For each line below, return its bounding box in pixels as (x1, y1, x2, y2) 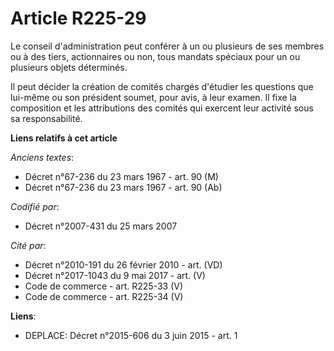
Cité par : (10, 239, 47, 251)
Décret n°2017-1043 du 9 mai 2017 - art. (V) (24, 269, 206, 281)
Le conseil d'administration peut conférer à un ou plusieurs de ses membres (10, 40, 325, 52)
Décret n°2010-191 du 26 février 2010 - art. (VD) (24, 258, 223, 271)
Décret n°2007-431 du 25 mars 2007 (24, 220, 178, 232)
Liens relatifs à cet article (10, 132, 118, 144)
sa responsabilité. (10, 112, 83, 124)
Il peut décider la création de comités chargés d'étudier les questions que (10, 80, 314, 92)
